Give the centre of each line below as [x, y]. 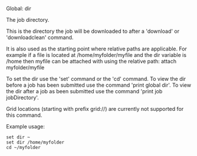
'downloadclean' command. [40, 37]
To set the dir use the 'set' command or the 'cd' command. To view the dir [96, 79]
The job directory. [28, 20]
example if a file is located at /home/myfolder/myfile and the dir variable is [96, 55]
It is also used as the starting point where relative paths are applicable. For [97, 49]
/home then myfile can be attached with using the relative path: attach [91, 61]
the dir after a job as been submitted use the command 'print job [84, 91]
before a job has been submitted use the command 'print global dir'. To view [99, 85]
